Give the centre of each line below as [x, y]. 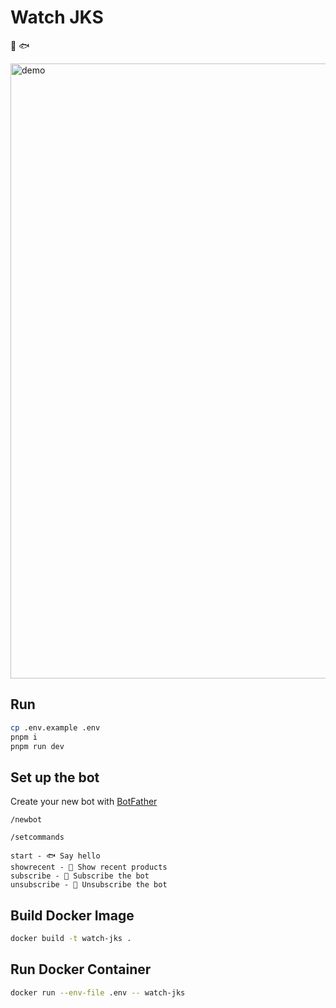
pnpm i [24, 737]
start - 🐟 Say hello [55, 856]
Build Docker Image [72, 915]
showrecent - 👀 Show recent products [89, 867]
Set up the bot [55, 777]
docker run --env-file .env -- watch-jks [98, 992]
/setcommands [37, 837]
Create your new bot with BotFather [84, 802]
